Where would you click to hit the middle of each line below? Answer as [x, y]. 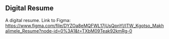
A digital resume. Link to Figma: [38, 20]
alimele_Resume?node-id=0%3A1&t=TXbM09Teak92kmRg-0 [69, 31]
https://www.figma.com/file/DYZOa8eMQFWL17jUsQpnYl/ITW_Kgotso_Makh [84, 25]
